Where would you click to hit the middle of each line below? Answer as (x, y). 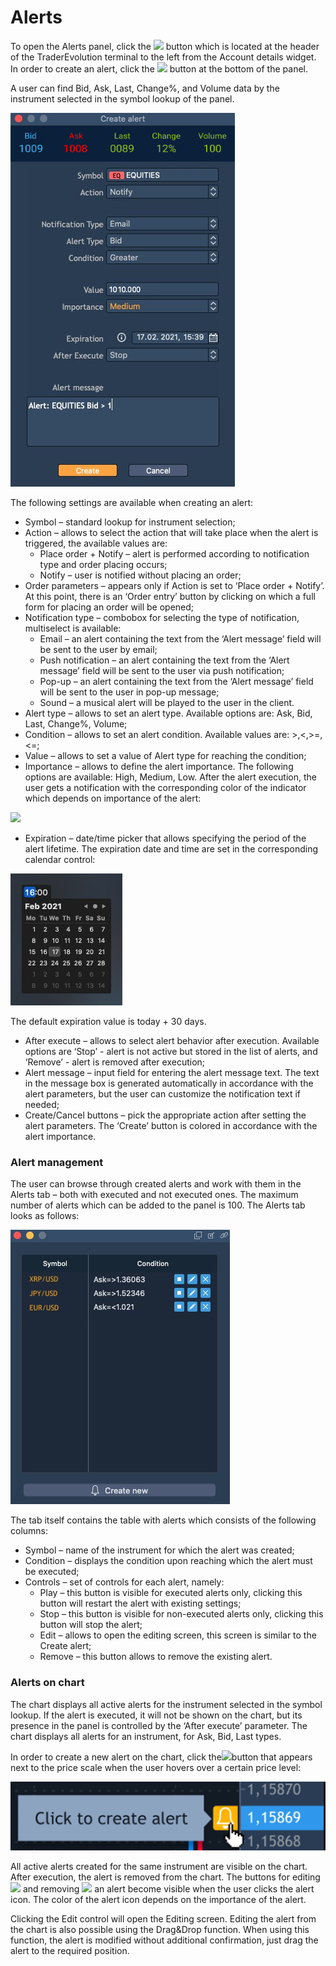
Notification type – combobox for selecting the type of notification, (162, 617)
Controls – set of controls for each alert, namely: (124, 1582)
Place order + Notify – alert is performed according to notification (174, 553)
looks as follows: (45, 1216)
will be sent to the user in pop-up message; (129, 692)
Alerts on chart (47, 1683)
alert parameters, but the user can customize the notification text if (162, 1093)
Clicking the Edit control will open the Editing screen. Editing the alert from (163, 1919)
